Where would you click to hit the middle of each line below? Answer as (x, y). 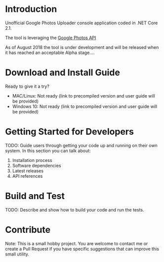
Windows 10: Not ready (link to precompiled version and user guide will (85, 106)
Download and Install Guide (62, 73)
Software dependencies (37, 165)
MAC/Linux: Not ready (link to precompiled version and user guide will (84, 96)
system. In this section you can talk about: (48, 151)
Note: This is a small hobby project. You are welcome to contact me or (77, 243)
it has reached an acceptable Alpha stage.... (50, 52)
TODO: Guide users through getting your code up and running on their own (82, 145)
